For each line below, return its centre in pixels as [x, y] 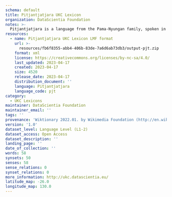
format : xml [27, 53]
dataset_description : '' [32, 139]
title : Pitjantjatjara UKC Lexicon [43, 15]
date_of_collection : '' [31, 149]
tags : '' [15, 115]
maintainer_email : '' [28, 110]
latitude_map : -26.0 [27, 182]
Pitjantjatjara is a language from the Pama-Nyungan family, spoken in [88, 29]
